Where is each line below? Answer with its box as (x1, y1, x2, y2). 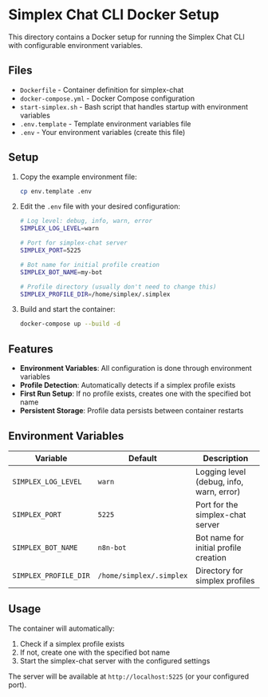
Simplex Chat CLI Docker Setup (8, 6, 219, 24)
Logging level (195, 466, 246, 477)
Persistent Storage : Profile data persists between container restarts (19, 406, 244, 416)
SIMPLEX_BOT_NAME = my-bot (19, 268, 103, 277)
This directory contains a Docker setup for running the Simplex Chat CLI (8, 32, 245, 42)
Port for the (195, 499, 238, 510)
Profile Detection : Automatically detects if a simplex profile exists (19, 380, 236, 390)
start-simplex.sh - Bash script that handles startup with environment (19, 102, 249, 111)
